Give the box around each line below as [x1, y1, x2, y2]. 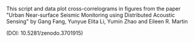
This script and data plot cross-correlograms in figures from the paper [6, 5, 181, 12]
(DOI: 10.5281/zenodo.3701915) [6, 29, 83, 37]
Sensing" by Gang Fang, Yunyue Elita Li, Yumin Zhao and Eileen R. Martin [6, 18, 188, 25]
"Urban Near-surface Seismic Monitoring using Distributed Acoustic [6, 11, 175, 19]
